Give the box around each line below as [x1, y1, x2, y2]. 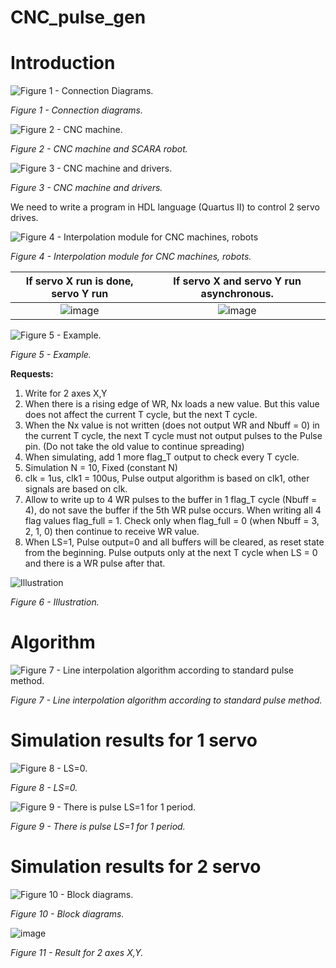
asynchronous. [200, 287, 274, 301]
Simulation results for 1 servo [10, 729, 258, 752]
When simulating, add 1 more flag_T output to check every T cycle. [24, 451, 300, 463]
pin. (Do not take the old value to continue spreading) [24, 441, 245, 453]
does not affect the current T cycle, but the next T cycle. [24, 409, 258, 421]
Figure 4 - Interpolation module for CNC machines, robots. [10, 251, 252, 263]
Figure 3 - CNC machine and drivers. [10, 182, 163, 194]
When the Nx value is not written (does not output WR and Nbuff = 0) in [24, 419, 320, 431]
